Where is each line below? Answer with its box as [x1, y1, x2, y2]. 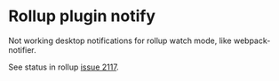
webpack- [233, 35, 271, 46]
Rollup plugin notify [8, 6, 156, 26]
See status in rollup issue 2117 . [8, 62, 119, 72]
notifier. [8, 44, 36, 55]
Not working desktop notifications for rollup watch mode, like [8, 35, 232, 46]
